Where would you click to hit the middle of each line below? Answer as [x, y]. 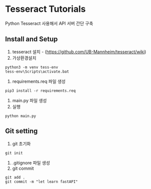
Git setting [21, 131]
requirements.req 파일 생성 [39, 81]
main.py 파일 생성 [30, 100]
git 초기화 [21, 144]
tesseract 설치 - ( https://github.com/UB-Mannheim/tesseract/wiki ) [79, 52]
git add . [15, 177]
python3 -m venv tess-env [31, 67]
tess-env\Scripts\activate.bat [37, 72]
